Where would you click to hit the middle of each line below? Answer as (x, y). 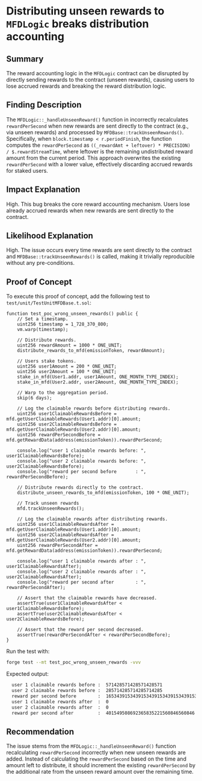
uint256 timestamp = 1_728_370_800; (63, 324)
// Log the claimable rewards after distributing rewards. (93, 519)
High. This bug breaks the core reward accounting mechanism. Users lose (98, 204)
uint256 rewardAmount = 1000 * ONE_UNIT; (69, 345)
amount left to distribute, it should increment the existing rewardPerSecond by (101, 765)
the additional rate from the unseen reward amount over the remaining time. (100, 772)
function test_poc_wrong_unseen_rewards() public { (72, 314)
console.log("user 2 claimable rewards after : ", (82, 572)
